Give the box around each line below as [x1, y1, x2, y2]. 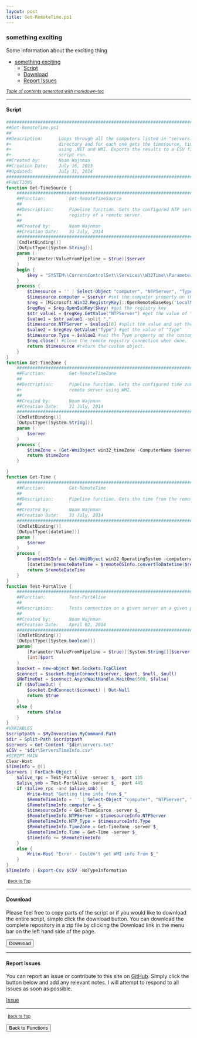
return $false [27, 709, 62, 715]
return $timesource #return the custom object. [27, 343, 145, 349]
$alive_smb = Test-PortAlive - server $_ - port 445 [16, 780, 143, 786]
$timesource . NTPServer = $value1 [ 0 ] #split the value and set [27, 322, 182, 327]
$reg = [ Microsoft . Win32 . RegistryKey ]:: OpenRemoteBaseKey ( [27, 299, 175, 306]
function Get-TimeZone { [6, 360, 67, 366]
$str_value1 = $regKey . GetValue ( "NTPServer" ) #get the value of [27, 310, 188, 316]
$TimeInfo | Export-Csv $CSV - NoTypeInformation [6, 868, 127, 873]
